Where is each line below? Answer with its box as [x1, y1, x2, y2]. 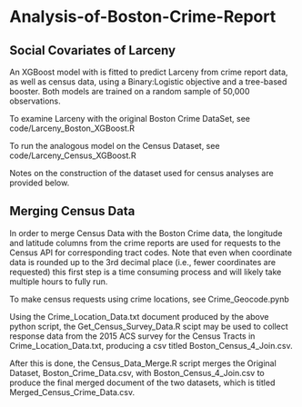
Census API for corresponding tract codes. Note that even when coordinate [9, 247, 293, 258]
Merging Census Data [9, 203, 136, 219]
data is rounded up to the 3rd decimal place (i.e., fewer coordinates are [9, 256, 276, 267]
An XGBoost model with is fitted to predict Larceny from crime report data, [9, 66, 288, 77]
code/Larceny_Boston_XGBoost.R [9, 123, 135, 134]
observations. [9, 95, 61, 106]
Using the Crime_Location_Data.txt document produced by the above [9, 311, 269, 322]
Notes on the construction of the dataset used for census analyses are [9, 168, 275, 178]
